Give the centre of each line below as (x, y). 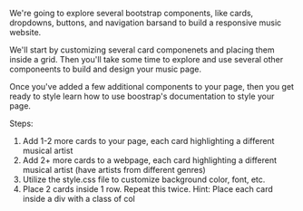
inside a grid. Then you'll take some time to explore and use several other (147, 59)
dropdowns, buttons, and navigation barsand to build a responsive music (146, 23)
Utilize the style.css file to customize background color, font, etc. (144, 179)
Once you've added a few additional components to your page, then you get (152, 86)
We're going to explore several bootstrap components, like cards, (132, 13)
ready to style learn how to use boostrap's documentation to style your (142, 96)
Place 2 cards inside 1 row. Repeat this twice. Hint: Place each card (148, 189)
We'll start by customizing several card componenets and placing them (142, 50)
